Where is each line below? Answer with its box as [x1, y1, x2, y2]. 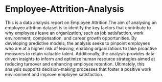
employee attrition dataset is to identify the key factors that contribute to [5, 24, 151, 30]
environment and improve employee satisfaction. [5, 71, 104, 77]
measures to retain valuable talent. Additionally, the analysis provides [5, 50, 145, 57]
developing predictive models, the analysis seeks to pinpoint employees [5, 40, 150, 46]
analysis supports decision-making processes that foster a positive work [5, 66, 152, 72]
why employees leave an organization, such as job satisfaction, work [5, 30, 144, 36]
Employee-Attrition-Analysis [5, 3, 124, 15]
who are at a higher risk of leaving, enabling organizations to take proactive [5, 45, 157, 51]
